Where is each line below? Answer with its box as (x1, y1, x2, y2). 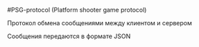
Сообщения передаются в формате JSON (7, 32, 131, 40)
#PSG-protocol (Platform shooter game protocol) (7, 6, 147, 14)
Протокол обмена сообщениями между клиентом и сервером (7, 19, 193, 27)
